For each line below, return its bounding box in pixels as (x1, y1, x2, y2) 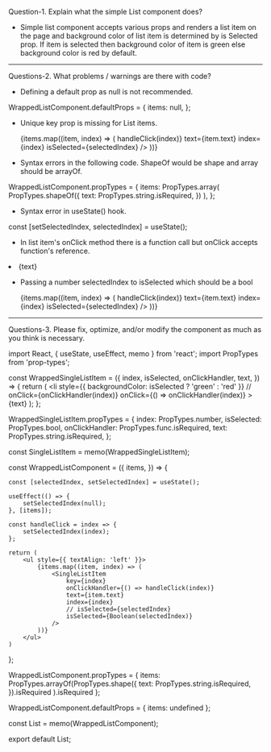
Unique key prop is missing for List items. (19, 118, 158, 127)
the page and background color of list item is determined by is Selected (19, 31, 258, 40)
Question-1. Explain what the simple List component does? (8, 7, 203, 16)
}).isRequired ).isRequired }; (8, 688, 101, 696)
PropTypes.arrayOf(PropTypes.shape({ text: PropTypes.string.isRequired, (8, 679, 252, 688)
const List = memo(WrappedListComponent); (8, 719, 159, 728)
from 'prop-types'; (8, 358, 70, 367)
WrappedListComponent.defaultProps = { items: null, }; (8, 102, 191, 112)
